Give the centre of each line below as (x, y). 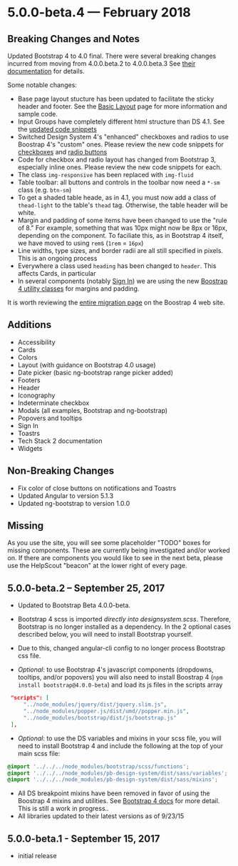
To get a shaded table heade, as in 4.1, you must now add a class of (117, 198)
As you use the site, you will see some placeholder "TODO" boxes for (109, 543)
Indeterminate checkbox (53, 403)
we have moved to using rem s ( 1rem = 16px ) (81, 243)
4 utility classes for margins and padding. (78, 289)
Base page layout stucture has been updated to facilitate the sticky (116, 99)
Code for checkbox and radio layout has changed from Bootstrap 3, (117, 159)
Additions (30, 325)
